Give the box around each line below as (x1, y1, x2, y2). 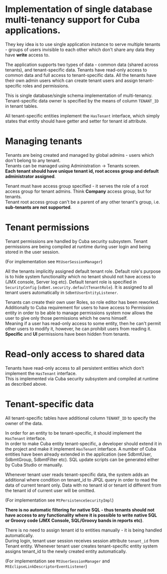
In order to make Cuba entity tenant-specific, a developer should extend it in (5, 441, 162, 447)
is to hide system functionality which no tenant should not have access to (5, 273, 156, 279)
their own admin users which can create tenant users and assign (5, 77, 138, 83)
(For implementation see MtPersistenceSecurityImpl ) (5, 497, 114, 503)
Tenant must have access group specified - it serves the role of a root (5, 183, 149, 189)
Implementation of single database (5, 3, 153, 15)
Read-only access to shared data (5, 349, 145, 360)
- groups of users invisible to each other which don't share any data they (5, 46, 155, 52)
